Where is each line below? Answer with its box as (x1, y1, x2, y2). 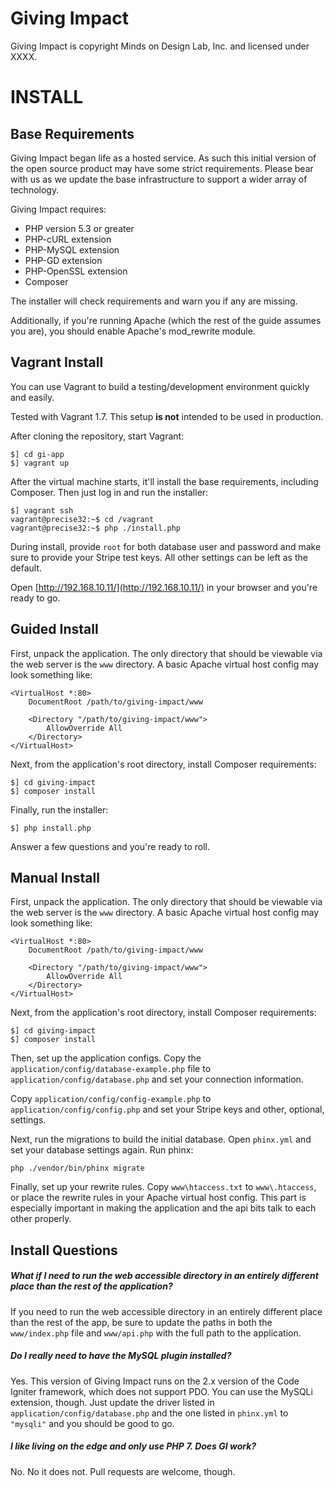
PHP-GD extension (24, 254, 103, 266)
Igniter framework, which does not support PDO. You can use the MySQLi (10, 1385, 313, 1397)
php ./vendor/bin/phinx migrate (10, 1163, 145, 1174)
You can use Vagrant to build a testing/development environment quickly (10, 380, 310, 392)
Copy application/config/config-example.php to (10, 1093, 212, 1105)
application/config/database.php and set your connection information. (10, 1073, 304, 1086)
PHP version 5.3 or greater (24, 222, 135, 234)
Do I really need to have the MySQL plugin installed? (10, 1350, 232, 1362)
